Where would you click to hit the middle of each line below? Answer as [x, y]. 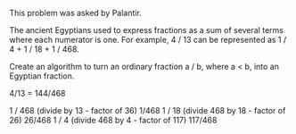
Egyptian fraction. [42, 76]
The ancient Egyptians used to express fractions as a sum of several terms [146, 30]
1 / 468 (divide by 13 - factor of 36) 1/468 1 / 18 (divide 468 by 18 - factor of [148, 110]
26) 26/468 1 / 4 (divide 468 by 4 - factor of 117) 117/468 [113, 120]
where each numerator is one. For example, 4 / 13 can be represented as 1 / [148, 40]
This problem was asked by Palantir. [76, 13]
